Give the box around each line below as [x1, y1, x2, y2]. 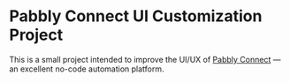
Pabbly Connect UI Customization [9, 6, 263, 26]
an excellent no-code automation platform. [9, 64, 164, 74]
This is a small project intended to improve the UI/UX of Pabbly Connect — [9, 54, 281, 64]
